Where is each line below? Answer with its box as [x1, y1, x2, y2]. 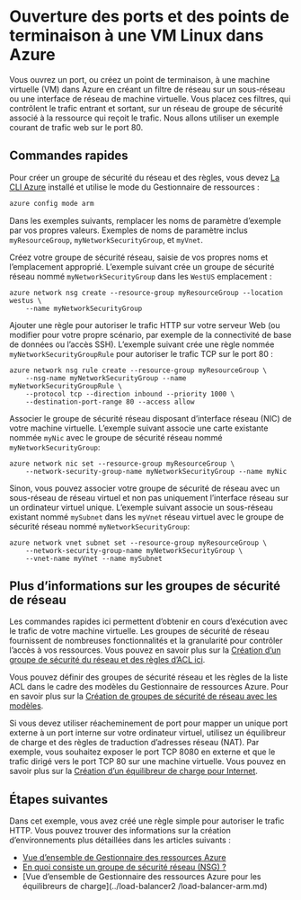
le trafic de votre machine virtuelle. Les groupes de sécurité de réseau [9, 626, 270, 637]
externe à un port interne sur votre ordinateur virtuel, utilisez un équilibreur [9, 727, 286, 738]
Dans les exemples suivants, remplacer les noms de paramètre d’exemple [9, 215, 281, 226]
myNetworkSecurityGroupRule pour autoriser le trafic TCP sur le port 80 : [9, 348, 274, 359]
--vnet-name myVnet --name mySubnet [25, 554, 164, 563]
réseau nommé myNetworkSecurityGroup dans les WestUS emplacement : [9, 271, 272, 281]
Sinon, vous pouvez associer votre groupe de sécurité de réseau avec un [9, 483, 280, 494]
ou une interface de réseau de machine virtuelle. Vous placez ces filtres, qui [9, 93, 291, 104]
